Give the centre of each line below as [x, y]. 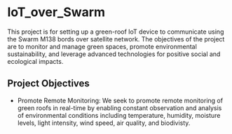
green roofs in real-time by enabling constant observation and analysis [120, 108]
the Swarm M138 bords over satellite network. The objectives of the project [116, 39]
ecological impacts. [35, 61]
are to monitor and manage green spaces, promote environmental [102, 46]
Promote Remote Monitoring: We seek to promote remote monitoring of [120, 100]
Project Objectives [48, 84]
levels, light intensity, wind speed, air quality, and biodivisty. [104, 123]
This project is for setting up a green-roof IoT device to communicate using [116, 32]
